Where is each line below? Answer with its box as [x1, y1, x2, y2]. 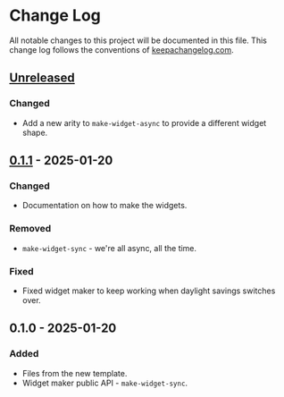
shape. [21, 127, 48, 138]
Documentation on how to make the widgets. [21, 200, 188, 211]
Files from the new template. [21, 367, 128, 378]
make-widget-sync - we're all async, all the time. [21, 242, 197, 253]
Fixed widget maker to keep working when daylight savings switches [21, 285, 276, 296]
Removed [9, 223, 52, 235]
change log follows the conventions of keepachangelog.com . [9, 44, 234, 55]
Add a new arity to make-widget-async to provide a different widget [21, 117, 267, 128]
